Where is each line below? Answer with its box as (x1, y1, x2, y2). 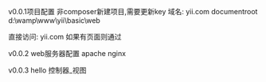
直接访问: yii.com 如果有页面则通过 (8, 32, 122, 41)
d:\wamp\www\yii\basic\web (8, 16, 101, 25)
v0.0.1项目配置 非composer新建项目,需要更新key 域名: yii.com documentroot (8, 7, 258, 16)
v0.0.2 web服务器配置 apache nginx (8, 49, 126, 58)
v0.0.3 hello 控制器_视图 (8, 65, 87, 75)
